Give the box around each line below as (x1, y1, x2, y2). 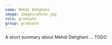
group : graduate (5, 21, 39, 26)
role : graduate (5, 16, 37, 21)
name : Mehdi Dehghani (5, 7, 50, 12)
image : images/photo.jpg (5, 12, 57, 17)
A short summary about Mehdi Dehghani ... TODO (5, 34, 107, 40)
